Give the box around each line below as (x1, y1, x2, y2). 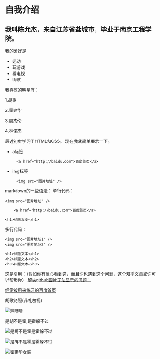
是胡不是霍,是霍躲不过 (5, 318, 49, 324)
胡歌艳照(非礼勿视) (5, 297, 43, 303)
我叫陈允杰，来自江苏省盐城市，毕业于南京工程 (5, 25, 145, 33)
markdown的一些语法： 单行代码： (5, 188, 74, 194)
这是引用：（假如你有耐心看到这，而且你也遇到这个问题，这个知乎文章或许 (5, 271, 152, 277)
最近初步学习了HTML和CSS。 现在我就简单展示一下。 (5, 139, 112, 144)
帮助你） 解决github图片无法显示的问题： (9, 277, 91, 282)
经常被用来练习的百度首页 (5, 287, 56, 293)
